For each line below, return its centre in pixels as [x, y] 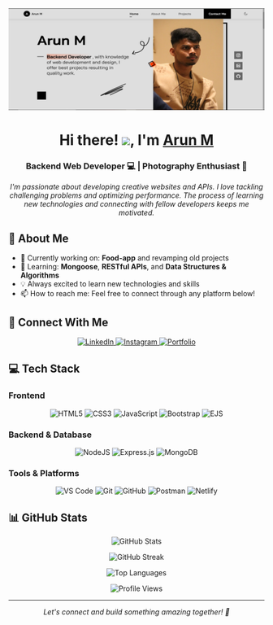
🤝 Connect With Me [58, 322]
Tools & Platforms [44, 474]
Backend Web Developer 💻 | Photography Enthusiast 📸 [136, 166]
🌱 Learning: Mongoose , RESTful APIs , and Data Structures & [123, 267]
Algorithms [39, 275]
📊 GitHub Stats [48, 517]
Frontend [27, 396]
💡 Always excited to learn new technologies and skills [110, 284]
